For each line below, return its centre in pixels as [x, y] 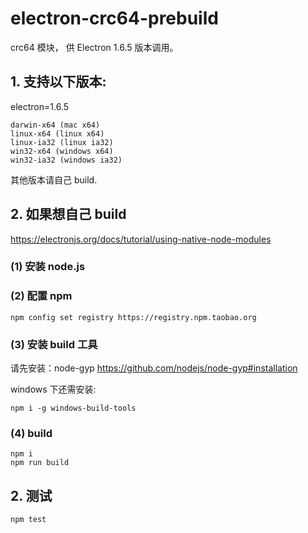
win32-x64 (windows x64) [62, 151]
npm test [28, 520]
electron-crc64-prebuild [114, 18]
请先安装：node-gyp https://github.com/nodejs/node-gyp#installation [154, 368]
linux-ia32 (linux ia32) [62, 142]
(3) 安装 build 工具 [54, 344]
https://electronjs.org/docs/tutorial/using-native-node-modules [141, 239]
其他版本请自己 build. [54, 179]
